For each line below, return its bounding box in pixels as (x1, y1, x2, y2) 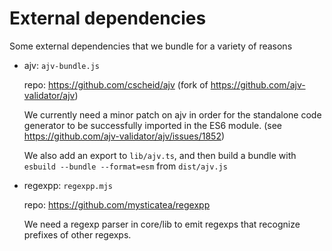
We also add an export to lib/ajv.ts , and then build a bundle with (23, 149, 297, 161)
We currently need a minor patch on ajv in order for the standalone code (23, 108, 322, 121)
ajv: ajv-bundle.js (23, 59, 100, 71)
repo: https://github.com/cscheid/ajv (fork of (23, 78, 209, 91)
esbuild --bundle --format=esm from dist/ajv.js (23, 160, 228, 172)
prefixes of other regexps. (23, 228, 132, 241)
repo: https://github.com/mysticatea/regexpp (23, 198, 211, 211)
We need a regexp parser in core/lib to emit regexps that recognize (23, 218, 301, 230)
